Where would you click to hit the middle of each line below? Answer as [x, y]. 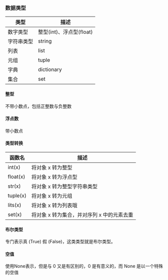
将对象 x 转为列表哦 [54, 205]
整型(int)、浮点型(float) [66, 32]
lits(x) [15, 205]
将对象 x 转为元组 [52, 196]
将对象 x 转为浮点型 [54, 177]
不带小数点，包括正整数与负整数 [38, 106]
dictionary [50, 70]
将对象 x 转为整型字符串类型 [64, 186]
